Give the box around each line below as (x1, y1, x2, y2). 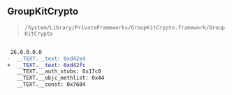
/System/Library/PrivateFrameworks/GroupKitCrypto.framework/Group (24, 24, 225, 31)
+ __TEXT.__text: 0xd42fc (7, 61, 86, 68)
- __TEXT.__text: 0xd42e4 (7, 55, 86, 62)
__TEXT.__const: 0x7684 (16, 81, 86, 88)
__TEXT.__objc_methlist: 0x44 (16, 75, 105, 82)
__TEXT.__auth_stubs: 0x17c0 (16, 68, 101, 75)
